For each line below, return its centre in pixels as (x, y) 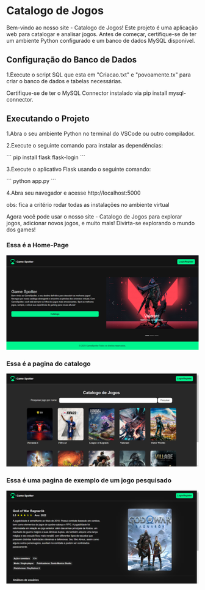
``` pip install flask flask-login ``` (46, 157)
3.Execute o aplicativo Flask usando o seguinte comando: (79, 169)
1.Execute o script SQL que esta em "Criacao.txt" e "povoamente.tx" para (99, 75)
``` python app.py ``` (31, 181)
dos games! (21, 230)
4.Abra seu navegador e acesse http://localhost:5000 (74, 193)
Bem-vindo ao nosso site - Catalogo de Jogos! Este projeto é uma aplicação (102, 28)
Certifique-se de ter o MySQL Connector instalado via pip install (87, 93)
